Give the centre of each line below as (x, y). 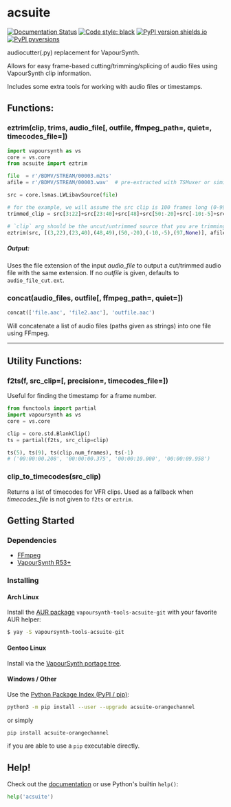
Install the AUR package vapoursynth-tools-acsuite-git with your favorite (112, 612)
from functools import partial (52, 408)
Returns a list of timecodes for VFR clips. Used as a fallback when (100, 492)
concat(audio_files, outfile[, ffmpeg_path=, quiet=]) (95, 298)
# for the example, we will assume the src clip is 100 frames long (107, 207)
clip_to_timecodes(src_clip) (54, 477)
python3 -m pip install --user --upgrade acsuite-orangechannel (101, 707)
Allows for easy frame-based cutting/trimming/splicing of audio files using (112, 66)
